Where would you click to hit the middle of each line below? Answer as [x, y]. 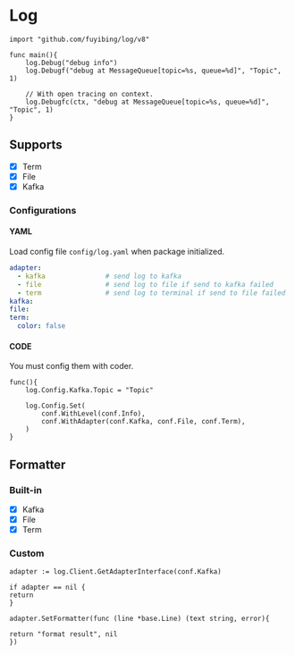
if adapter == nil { [48, 588]
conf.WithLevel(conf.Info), [93, 414]
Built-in [26, 490]
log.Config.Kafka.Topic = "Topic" [89, 390]
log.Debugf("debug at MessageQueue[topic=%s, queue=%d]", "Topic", [153, 71]
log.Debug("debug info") [72, 63]
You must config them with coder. [72, 366]
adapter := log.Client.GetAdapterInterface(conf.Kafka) [115, 572]
